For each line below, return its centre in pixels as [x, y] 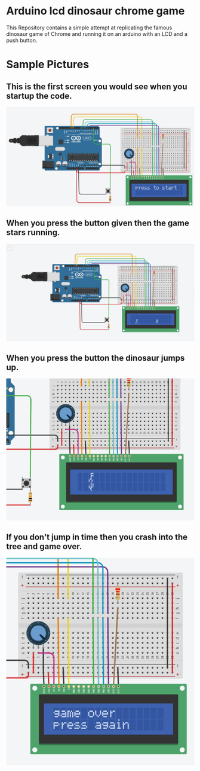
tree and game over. [44, 546]
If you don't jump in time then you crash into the [97, 537]
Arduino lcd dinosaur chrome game [96, 11]
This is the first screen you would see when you [97, 86]
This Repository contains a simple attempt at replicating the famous [89, 28]
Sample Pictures [48, 65]
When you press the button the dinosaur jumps [96, 358]
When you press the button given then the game [98, 223]
